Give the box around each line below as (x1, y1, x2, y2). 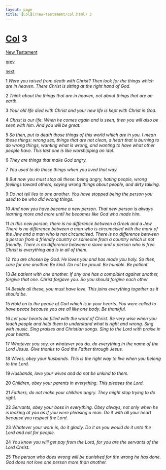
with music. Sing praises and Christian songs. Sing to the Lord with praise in (5, 326, 161, 332)
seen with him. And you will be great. (5, 122, 81, 128)
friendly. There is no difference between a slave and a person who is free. (5, 242, 156, 248)
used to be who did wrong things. (5, 196, 74, 202)
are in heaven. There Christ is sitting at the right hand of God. (5, 83, 131, 89)
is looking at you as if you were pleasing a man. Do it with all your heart (5, 410, 152, 416)
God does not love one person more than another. (5, 459, 107, 465)
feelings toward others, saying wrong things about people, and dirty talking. (5, 181, 161, 187)
